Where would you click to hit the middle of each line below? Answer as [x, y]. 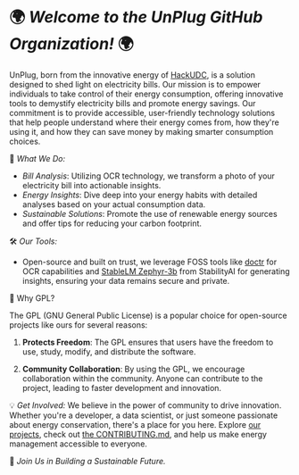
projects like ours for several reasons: [79, 325]
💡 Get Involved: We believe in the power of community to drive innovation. [145, 405]
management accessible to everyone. [78, 444]
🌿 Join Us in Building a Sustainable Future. [88, 461]
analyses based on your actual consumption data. [114, 204]
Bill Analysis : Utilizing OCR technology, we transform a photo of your [148, 176]
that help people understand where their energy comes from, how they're [144, 122]
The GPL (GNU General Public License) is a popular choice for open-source [148, 315]
